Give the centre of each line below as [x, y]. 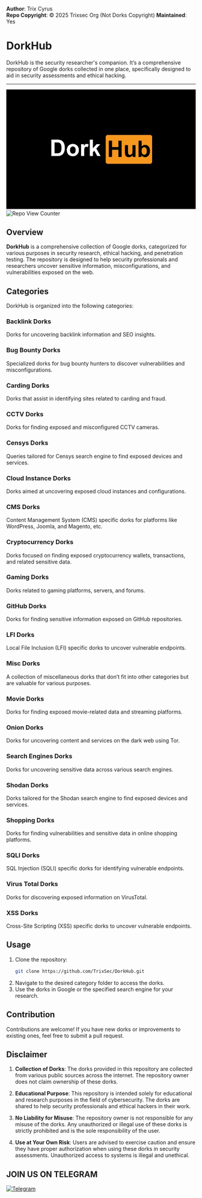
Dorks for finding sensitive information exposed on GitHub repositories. [95, 619]
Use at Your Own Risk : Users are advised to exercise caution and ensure [105, 1143]
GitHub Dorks [26, 606]
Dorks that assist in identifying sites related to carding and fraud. [87, 399]
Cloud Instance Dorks [38, 478]
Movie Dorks [25, 699]
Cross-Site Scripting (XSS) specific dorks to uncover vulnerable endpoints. [99, 926]
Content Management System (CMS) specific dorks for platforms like [92, 520]
